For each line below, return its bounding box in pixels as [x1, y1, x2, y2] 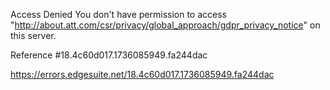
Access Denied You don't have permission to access [10, 9, 227, 20]
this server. [10, 30, 57, 41]
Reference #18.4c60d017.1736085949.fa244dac [10, 49, 208, 61]
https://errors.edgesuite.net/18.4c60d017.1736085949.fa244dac [10, 69, 275, 80]
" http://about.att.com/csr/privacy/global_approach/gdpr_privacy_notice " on [10, 19, 321, 31]
